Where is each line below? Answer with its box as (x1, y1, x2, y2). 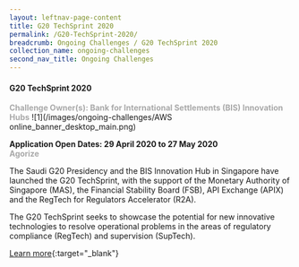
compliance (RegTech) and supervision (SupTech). (9, 230, 196, 242)
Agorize (9, 149, 40, 159)
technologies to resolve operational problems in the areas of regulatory (9, 221, 271, 232)
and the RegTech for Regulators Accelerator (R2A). (9, 194, 197, 205)
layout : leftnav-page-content (9, 13, 123, 22)
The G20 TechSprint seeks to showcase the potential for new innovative (9, 211, 276, 222)
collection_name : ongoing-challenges (9, 47, 150, 56)
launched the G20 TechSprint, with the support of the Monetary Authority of (9, 176, 290, 186)
